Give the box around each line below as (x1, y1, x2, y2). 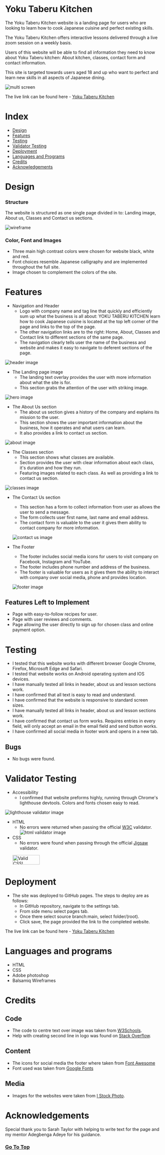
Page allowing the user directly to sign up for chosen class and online (12, 622, 154, 628)
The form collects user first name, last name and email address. (19, 514, 149, 520)
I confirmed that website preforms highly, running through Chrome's (19, 795, 159, 801)
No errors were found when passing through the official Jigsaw (19, 840, 148, 846)
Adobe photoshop (12, 972, 49, 978)
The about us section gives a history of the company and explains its (19, 409, 160, 415)
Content (5, 1047, 31, 1055)
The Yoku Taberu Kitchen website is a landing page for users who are (5, 20, 146, 26)
